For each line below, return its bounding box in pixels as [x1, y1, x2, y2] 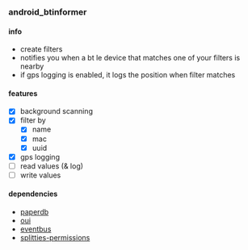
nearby [19, 61, 44, 71]
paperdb [19, 207, 49, 217]
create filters [19, 44, 63, 54]
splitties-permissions [19, 233, 90, 243]
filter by [19, 115, 46, 125]
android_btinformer [8, 6, 87, 18]
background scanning [19, 106, 93, 116]
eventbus [19, 224, 52, 234]
